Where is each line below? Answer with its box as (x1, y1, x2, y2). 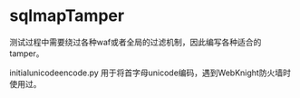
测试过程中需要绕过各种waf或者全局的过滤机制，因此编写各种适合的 (9, 36, 262, 47)
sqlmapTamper (9, 5, 125, 26)
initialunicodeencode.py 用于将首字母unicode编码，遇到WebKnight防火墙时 (9, 67, 292, 78)
